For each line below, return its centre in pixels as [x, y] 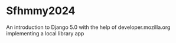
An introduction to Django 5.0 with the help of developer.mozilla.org [88, 27]
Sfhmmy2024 [41, 11]
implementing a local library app [45, 33]
